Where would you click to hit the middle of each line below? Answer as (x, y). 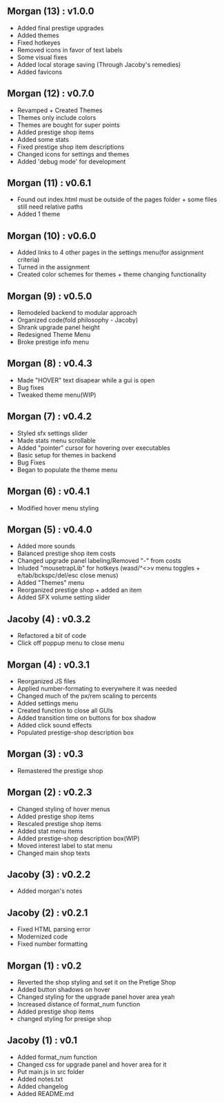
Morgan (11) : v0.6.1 (49, 183)
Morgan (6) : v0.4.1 (49, 492)
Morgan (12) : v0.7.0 (51, 93)
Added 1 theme (39, 214)
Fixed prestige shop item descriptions (71, 147)
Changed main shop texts (54, 853)
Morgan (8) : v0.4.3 (50, 363)
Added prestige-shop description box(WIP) (78, 838)
